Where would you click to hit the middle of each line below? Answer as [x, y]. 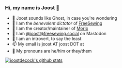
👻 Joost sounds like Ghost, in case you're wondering [65, 18]
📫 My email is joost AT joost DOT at [48, 44]
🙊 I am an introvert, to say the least [47, 39]
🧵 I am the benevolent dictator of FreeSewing [57, 23]
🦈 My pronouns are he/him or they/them [52, 51]
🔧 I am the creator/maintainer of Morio [50, 28]
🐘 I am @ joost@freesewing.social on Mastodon [59, 34]
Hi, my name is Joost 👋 [32, 8]
